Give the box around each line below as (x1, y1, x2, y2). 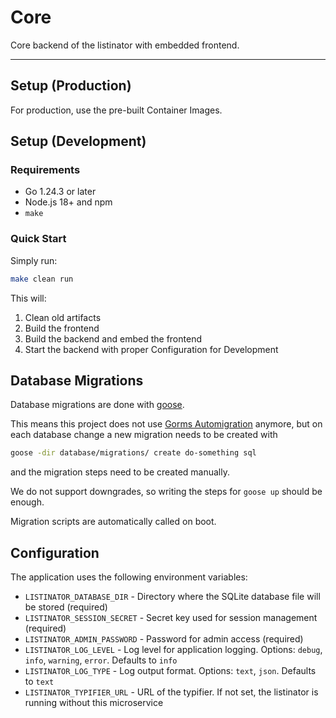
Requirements (10, 163, 81, 177)
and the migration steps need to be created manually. (10, 466, 230, 478)
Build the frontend (24, 322, 100, 334)
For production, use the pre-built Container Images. (10, 104, 223, 116)
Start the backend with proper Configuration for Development (24, 343, 279, 355)
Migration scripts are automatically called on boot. (10, 516, 217, 528)
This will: (10, 292, 47, 304)
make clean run (10, 274, 74, 284)
